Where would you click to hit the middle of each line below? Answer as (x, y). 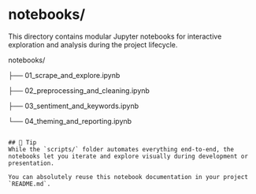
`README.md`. (30, 184)
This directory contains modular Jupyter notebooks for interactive (115, 36)
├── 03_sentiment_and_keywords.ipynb (74, 106)
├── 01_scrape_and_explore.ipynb (64, 75)
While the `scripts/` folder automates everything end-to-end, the (121, 149)
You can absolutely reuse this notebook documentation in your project (128, 177)
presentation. (32, 163)
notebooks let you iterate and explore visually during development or (128, 156)
